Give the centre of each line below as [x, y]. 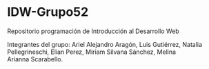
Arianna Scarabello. [35, 59]
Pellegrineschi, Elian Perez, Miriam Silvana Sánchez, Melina [92, 52]
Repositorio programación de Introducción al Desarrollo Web [93, 31]
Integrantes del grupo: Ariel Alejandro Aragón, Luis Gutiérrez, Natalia [104, 44]
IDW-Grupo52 [48, 12]
